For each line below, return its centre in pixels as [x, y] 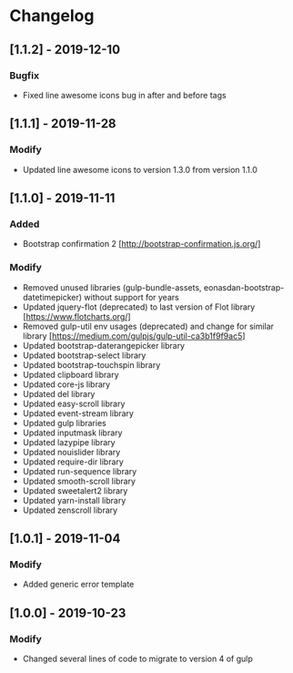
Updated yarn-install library [74, 500]
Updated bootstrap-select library [84, 355]
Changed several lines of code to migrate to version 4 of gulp [137, 658]
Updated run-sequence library [80, 471]
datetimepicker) [52, 297]
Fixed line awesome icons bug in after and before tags [124, 95]
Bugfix [24, 76]
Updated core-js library [66, 384]
